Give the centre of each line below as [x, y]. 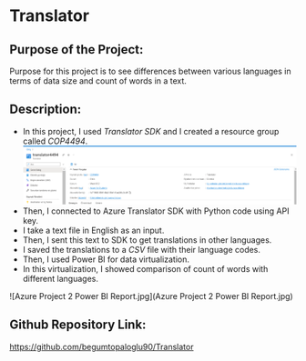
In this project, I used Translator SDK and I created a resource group [151, 131]
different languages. [60, 279]
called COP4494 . [55, 141]
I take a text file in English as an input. [93, 231]
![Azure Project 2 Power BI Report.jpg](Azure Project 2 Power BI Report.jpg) [151, 296]
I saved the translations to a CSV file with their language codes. [142, 250]
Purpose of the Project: [76, 50]
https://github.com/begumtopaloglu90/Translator [102, 346]
